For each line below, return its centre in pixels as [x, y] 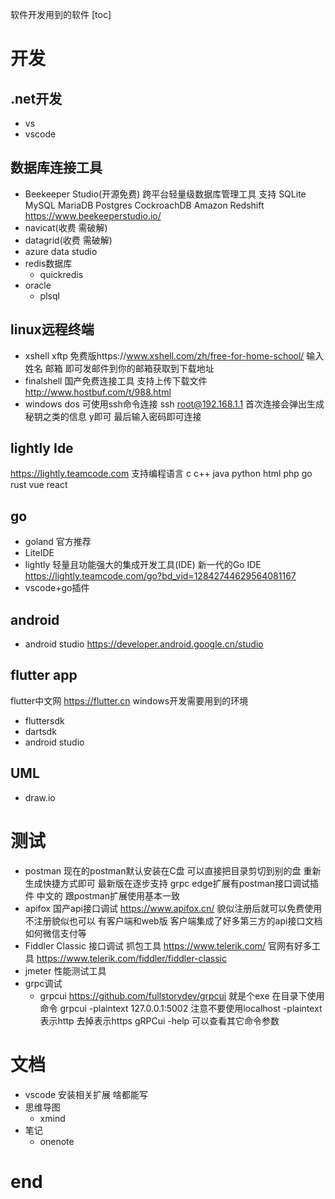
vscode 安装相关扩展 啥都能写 [86, 1094]
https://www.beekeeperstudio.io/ [93, 215]
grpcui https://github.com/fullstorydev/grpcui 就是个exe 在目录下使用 [182, 995]
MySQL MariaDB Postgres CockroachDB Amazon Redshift [144, 205]
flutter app [44, 675]
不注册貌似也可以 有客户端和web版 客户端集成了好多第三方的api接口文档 [173, 920]
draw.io [40, 797]
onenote [57, 1141]
